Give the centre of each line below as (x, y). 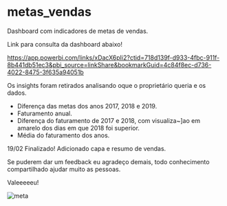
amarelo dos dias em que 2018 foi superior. (78, 128)
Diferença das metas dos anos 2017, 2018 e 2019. (87, 106)
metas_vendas (49, 12)
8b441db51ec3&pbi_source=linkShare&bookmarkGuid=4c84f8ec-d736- (109, 65)
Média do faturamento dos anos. (63, 135)
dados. (17, 93)
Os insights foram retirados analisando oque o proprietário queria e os (107, 85)
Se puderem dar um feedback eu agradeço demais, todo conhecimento (108, 161)
